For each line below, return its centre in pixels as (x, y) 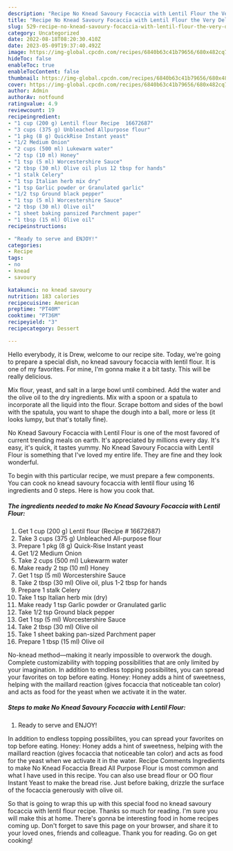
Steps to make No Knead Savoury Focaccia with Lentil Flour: (97, 708)
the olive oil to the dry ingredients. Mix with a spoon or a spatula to (103, 397)
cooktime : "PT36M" (34, 316)
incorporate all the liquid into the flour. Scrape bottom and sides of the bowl (115, 404)
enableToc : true (31, 65)
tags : (16, 258)
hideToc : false (30, 59)
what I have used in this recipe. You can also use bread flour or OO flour (111, 775)
